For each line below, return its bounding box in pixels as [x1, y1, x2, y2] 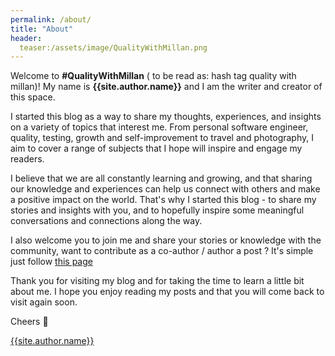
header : [10, 33, 43, 43]
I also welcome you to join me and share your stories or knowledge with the [10, 234, 322, 246]
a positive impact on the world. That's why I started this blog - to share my [10, 194, 317, 206]
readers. [10, 153, 45, 165]
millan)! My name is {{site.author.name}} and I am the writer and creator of [10, 81, 323, 93]
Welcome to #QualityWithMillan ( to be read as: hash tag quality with [10, 70, 297, 82]
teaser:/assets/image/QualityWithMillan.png [19, 42, 208, 53]
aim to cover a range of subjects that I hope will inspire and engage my [10, 142, 303, 155]
